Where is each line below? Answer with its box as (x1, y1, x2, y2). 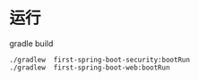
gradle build (9, 37, 54, 49)
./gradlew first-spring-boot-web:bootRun (9, 63, 170, 72)
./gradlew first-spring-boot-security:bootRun (9, 55, 191, 64)
